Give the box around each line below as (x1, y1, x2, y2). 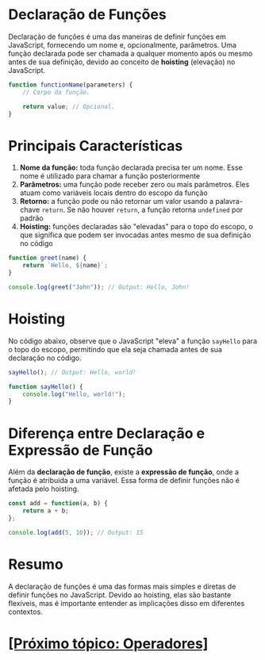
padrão (19, 213, 44, 223)
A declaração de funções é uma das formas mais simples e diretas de (8, 581, 236, 591)
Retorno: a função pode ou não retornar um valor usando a (19, 197, 214, 206)
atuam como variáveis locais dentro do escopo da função (19, 188, 208, 198)
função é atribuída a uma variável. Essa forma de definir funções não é (8, 476, 240, 485)
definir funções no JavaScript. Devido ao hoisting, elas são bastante (8, 589, 232, 600)
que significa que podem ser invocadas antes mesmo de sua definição (19, 230, 252, 240)
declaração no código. (8, 353, 82, 363)
